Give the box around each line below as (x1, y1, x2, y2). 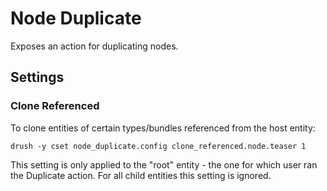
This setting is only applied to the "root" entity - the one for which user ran (10, 158, 318, 171)
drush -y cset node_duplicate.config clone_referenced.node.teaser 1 (10, 141, 307, 151)
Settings (10, 69, 65, 86)
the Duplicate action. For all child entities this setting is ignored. (10, 169, 272, 181)
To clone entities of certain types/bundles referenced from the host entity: (10, 122, 316, 134)
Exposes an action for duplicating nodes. (10, 40, 179, 52)
